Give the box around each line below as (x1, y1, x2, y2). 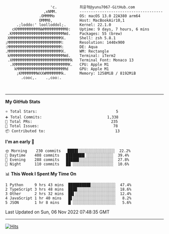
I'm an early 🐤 (5, 139, 35, 145)
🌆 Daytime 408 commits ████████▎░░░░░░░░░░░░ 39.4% (5, 153, 129, 158)
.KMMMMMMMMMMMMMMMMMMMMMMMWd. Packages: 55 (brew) (7, 31, 123, 36)
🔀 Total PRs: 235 (5, 119, 118, 124)
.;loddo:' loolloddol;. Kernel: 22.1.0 (16, 22, 112, 27)
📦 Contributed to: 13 (5, 129, 120, 134)
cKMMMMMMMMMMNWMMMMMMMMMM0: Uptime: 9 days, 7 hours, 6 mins (12, 27, 150, 32)
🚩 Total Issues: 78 (5, 124, 118, 129)
